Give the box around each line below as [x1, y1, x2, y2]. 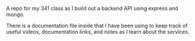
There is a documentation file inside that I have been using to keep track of [6, 23, 188, 29]
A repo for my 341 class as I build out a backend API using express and [6, 5, 179, 12]
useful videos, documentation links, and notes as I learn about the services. [6, 28, 190, 35]
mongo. [6, 11, 25, 18]
